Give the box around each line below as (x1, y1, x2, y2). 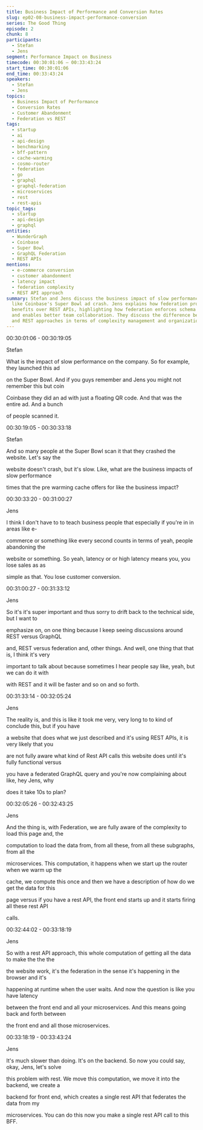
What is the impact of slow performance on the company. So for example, (6, 358, 190, 365)
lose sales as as (6, 561, 46, 569)
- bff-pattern (11, 149, 47, 155)
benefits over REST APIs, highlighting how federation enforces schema (11, 306, 196, 313)
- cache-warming (11, 155, 53, 161)
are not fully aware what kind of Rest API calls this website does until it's (6, 752, 187, 759)
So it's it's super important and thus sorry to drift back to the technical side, (6, 608, 195, 615)
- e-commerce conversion (11, 267, 74, 274)
